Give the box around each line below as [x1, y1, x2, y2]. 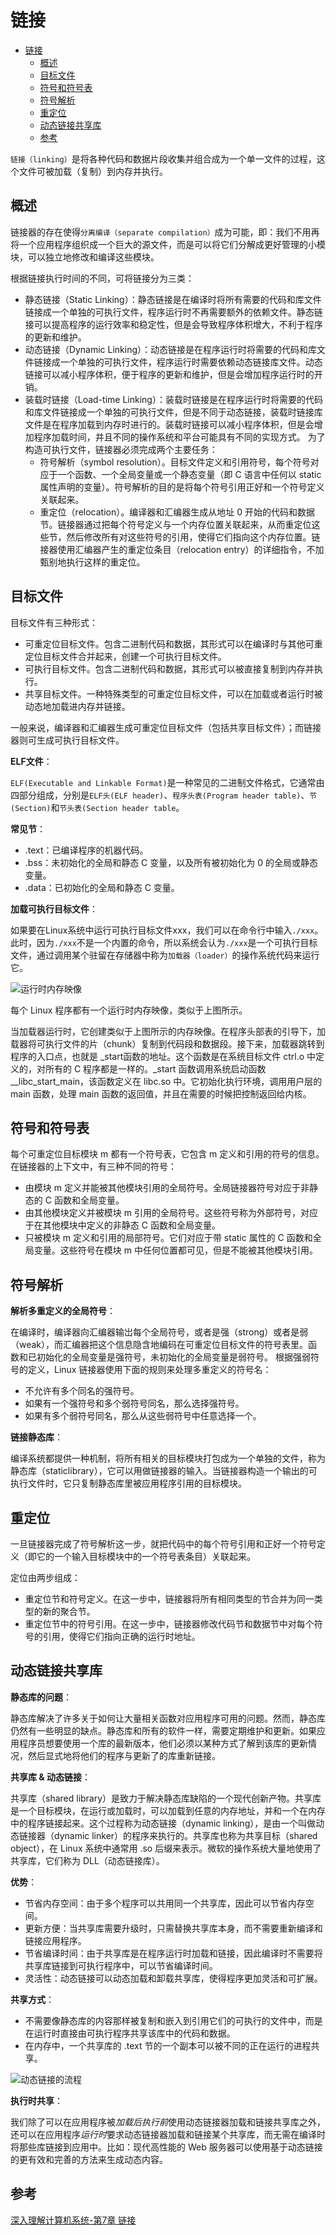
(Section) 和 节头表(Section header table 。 [10, 801, 185, 813]
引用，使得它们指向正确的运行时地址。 [42, 1631, 201, 1642]
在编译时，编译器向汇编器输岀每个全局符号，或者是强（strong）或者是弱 [10, 1326, 309, 1338]
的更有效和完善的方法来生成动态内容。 [10, 2153, 168, 2165]
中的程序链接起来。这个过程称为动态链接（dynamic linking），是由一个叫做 [10, 1817, 317, 1829]
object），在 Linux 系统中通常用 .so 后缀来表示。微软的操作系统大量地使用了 [10, 1842, 322, 1854]
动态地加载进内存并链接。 [24, 700, 131, 712]
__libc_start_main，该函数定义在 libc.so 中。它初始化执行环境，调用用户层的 [10, 1075, 323, 1087]
